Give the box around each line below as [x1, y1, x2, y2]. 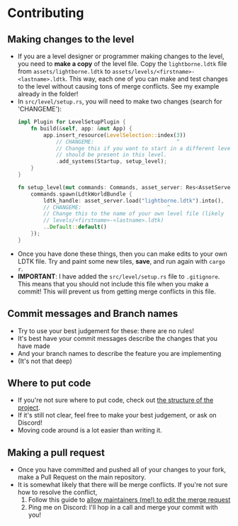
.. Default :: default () [43, 223, 108, 231]
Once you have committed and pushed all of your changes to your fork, [17, 466, 227, 474]
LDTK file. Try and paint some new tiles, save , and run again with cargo [17, 257, 225, 265]
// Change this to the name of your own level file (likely [43, 211, 225, 218]
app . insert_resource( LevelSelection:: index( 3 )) [43, 131, 186, 139]
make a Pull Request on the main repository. [17, 473, 147, 481]
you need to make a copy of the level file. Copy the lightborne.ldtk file [17, 60, 227, 68]
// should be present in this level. [55, 151, 168, 159]
